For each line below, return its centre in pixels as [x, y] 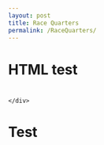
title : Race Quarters [44, 23]
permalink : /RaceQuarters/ [52, 30]
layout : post [30, 15]
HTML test [43, 69]
